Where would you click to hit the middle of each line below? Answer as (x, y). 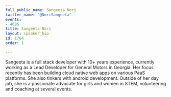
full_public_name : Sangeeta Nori (41, 10)
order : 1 (15, 43)
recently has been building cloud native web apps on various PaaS (75, 73)
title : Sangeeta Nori (28, 29)
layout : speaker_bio (27, 34)
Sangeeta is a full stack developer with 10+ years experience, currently (80, 62)
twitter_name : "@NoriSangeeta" (39, 15)
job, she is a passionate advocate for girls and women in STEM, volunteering (86, 83)
